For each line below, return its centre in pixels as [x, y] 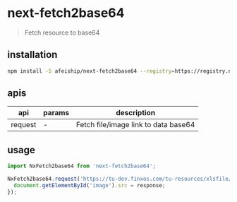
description [136, 113]
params [56, 113]
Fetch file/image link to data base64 [136, 125]
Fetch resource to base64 [62, 32]
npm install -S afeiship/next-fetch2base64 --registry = [91, 71]
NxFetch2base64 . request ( [44, 179]
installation [32, 55]
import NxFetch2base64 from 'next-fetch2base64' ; [82, 166]
